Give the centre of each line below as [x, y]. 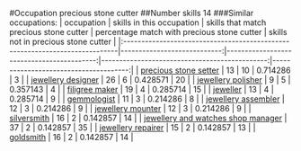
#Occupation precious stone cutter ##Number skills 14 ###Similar [132, 13]
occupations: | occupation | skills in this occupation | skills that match [138, 22]
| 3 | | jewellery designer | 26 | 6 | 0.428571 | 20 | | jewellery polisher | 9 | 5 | [150, 80]
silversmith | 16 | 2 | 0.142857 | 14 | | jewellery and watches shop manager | [148, 118]
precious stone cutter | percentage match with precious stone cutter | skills [148, 32]
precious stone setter [180, 70]
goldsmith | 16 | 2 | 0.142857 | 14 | [71, 137]
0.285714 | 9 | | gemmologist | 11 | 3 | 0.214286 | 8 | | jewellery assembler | [147, 99]
